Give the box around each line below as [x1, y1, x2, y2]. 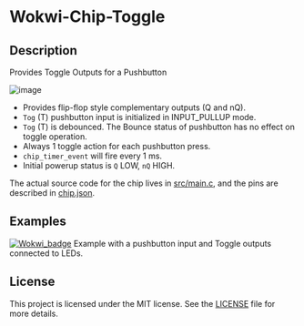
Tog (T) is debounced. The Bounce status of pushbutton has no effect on [22, 121, 296, 132]
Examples [9, 214, 66, 229]
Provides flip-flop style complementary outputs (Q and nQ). [22, 102, 247, 113]
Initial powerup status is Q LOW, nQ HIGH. [22, 160, 176, 170]
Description [9, 43, 77, 58]
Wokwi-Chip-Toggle [9, 6, 166, 27]
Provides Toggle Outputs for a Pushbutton [9, 66, 167, 77]
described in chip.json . [9, 188, 96, 198]
